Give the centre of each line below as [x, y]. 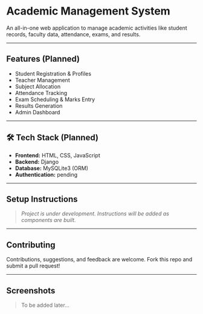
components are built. [48, 220]
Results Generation [39, 106]
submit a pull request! [33, 266]
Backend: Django [37, 162]
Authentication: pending [46, 174]
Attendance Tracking [41, 93]
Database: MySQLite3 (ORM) [52, 168]
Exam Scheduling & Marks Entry [55, 99]
